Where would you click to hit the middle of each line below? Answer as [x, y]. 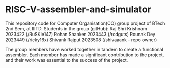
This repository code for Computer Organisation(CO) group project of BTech [85, 23]
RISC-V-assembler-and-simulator [78, 9]
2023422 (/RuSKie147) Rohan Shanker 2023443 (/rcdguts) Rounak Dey [80, 34]
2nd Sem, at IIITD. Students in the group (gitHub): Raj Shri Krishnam [76, 28]
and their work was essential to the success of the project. [67, 60]
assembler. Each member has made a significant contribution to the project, [85, 55]
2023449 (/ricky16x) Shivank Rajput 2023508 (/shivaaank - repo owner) [81, 40]
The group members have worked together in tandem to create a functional [84, 49]
